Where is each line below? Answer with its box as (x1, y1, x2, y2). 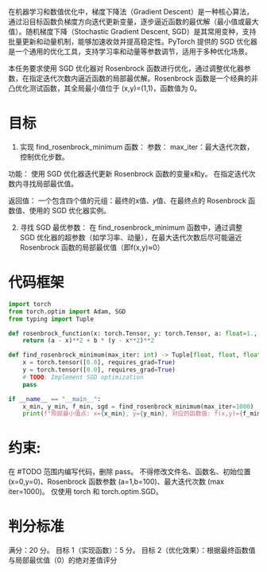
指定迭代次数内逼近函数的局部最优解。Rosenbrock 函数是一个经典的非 (29, 74, 258, 83)
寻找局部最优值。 (21, 178, 78, 189)
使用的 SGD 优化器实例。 (29, 205, 111, 215)
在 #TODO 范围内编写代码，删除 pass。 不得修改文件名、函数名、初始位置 (8, 467, 252, 477)
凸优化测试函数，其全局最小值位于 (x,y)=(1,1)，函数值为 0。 (8, 84, 202, 93)
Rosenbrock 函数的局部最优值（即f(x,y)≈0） (19, 242, 164, 252)
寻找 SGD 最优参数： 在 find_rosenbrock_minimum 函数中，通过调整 (19, 222, 243, 232)
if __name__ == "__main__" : (8, 395, 102, 403)
